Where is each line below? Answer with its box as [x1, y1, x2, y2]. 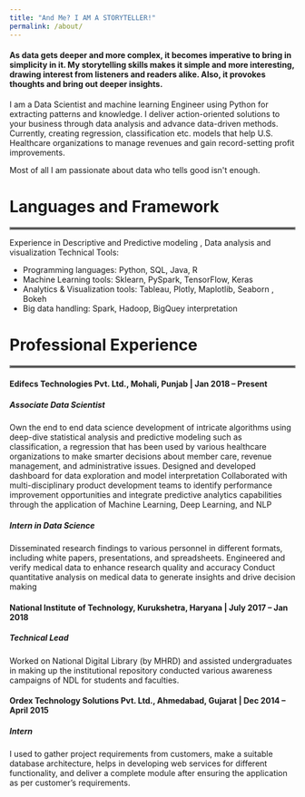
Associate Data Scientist [9, 399, 106, 410]
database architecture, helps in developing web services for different [9, 758, 268, 769]
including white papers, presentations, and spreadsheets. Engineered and [9, 552, 286, 563]
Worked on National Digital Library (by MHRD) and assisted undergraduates [9, 655, 292, 666]
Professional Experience [9, 335, 198, 355]
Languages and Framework [9, 196, 220, 217]
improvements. [9, 147, 65, 158]
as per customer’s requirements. [9, 777, 131, 789]
